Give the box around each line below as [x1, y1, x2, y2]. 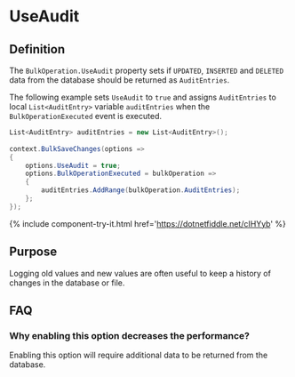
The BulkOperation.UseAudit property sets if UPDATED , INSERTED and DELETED [9, 65, 284, 76]
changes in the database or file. [9, 277, 125, 288]
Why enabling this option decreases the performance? [9, 329, 251, 341]
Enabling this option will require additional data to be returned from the [9, 349, 268, 361]
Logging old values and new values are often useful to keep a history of [9, 268, 271, 278]
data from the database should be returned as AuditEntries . [9, 75, 230, 85]
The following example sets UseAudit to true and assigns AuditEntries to [9, 92, 277, 102]
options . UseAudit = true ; [25, 161, 122, 170]
